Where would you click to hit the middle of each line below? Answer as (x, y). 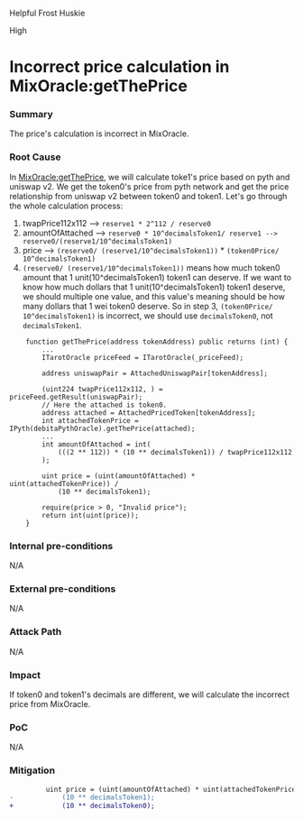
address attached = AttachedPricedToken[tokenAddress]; (149, 413)
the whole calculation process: (66, 206)
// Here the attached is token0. (105, 405)
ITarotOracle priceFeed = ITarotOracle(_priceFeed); (143, 357)
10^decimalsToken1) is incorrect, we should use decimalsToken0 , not (147, 316)
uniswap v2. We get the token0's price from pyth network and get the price (149, 186)
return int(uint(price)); (91, 515)
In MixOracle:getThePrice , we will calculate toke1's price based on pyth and (150, 177)
